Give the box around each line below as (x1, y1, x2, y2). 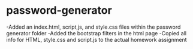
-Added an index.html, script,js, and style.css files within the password (6, 23, 181, 30)
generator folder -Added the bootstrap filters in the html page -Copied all (6, 29, 187, 36)
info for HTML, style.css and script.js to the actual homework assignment (6, 36, 187, 43)
